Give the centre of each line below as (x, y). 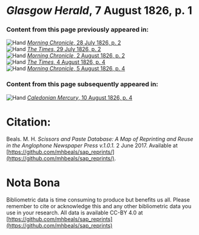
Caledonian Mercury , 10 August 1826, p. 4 (79, 97)
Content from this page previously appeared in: (77, 30)
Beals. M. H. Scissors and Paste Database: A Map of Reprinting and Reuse (100, 139)
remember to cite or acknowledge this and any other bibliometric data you (99, 206)
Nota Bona (33, 182)
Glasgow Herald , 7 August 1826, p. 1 (99, 11)
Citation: (29, 122)
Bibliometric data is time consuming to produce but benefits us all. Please (98, 199)
